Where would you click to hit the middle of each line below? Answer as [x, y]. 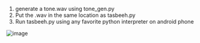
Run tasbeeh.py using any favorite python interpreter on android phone [104, 21]
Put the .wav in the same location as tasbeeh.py [75, 15]
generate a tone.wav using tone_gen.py [65, 9]
